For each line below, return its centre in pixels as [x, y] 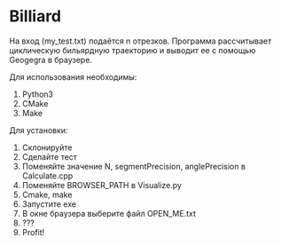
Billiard [35, 16]
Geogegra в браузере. [51, 59]
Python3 [37, 94]
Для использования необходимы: [73, 76]
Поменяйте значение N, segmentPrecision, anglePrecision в [134, 166]
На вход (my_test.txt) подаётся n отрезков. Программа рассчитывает [140, 41]
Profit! [33, 232]
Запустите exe [49, 204]
